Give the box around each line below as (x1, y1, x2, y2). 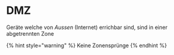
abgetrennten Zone (6, 30, 54, 37)
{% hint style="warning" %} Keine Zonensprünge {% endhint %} (6, 42, 167, 49)
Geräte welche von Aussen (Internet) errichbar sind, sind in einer (6, 24, 168, 31)
